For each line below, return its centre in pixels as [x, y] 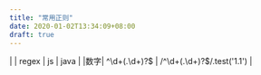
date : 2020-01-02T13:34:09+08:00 [72, 26]
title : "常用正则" [42, 18]
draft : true [32, 34]
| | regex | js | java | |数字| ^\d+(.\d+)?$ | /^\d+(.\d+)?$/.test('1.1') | [131, 61]
